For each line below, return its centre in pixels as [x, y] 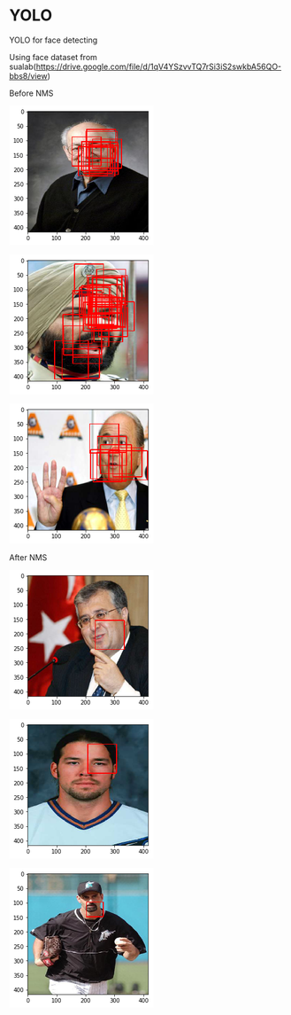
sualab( [23, 66]
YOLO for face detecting [54, 40]
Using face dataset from [53, 57]
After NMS [28, 557]
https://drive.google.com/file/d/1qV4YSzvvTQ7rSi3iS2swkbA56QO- [159, 66]
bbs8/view [28, 75]
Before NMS [31, 93]
